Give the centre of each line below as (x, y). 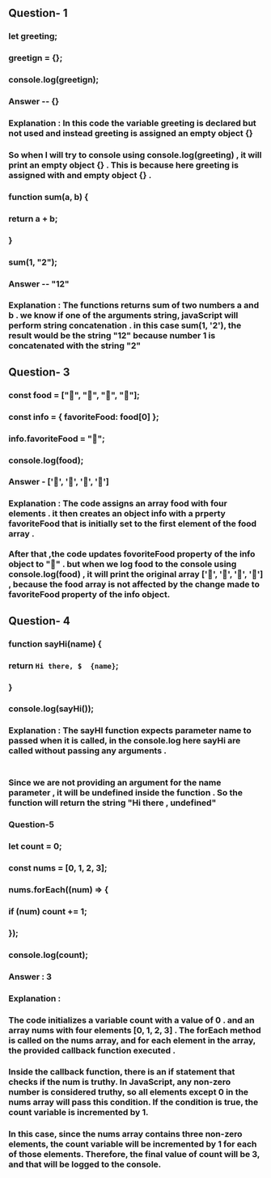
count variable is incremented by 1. (78, 1112)
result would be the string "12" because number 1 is (112, 336)
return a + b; (33, 218)
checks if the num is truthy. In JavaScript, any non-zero (120, 1082)
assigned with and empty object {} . (80, 175)
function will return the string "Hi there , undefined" (112, 803)
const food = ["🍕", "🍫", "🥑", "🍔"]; (74, 395)
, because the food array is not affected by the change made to (134, 584)
